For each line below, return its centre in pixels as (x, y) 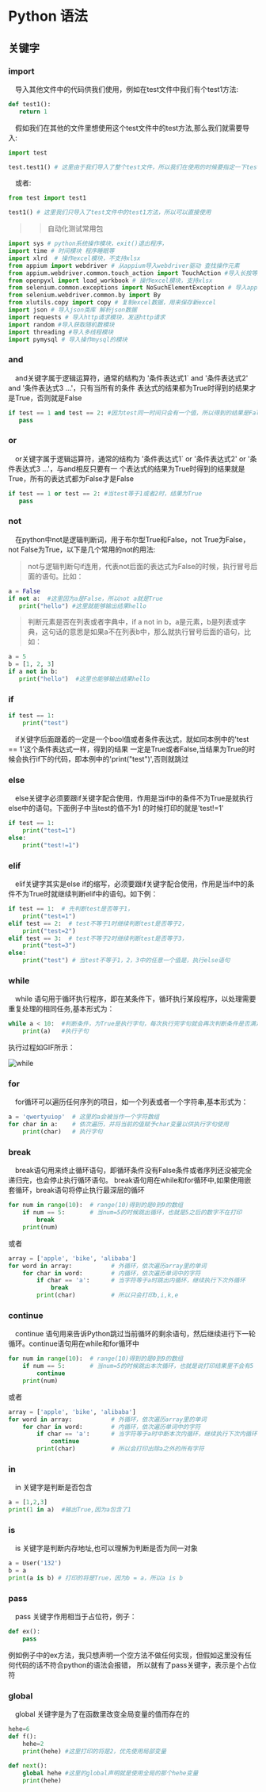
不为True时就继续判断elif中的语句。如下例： (86, 894)
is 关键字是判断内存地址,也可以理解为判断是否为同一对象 (106, 1548)
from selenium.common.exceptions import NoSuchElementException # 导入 (127, 288)
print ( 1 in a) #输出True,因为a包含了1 (70, 1510)
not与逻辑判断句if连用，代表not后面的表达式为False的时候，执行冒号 (139, 566)
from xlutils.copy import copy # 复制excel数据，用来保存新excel (112, 303)
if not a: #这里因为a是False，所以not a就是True (86, 598)
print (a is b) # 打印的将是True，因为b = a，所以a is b (96, 1578)
